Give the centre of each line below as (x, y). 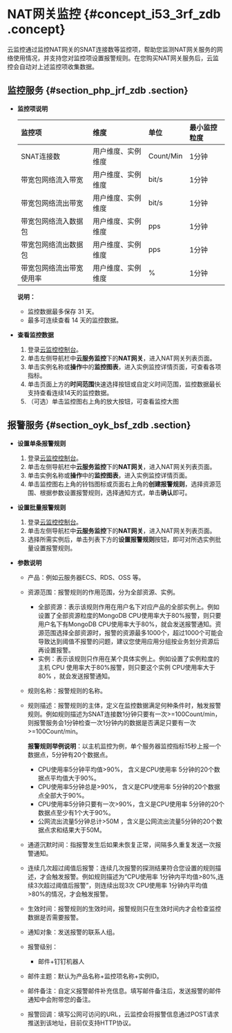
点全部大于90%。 (63, 795)
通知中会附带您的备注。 (61, 999)
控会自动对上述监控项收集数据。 (52, 66)
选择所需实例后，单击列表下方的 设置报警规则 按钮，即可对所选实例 (121, 539)
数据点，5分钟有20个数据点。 (69, 754)
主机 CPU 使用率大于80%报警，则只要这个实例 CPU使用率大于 (126, 667)
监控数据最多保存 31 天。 (62, 311)
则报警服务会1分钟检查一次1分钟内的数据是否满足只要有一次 (112, 722)
